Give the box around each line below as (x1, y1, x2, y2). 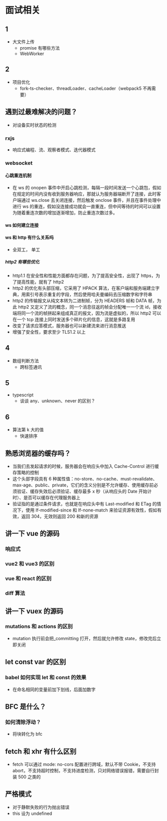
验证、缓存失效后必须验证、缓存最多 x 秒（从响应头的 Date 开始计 (16, 488, 152, 494)
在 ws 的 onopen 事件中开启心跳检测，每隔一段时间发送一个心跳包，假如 (12, 185, 162, 191)
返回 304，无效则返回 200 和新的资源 (21, 513, 99, 519)
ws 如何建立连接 (5, 222, 39, 228)
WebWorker (19, 51, 44, 57)
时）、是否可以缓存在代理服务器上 (12, 494, 81, 501)
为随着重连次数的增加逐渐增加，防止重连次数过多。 (12, 210, 118, 216)
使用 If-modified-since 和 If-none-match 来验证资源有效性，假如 (25, 507, 158, 513)
